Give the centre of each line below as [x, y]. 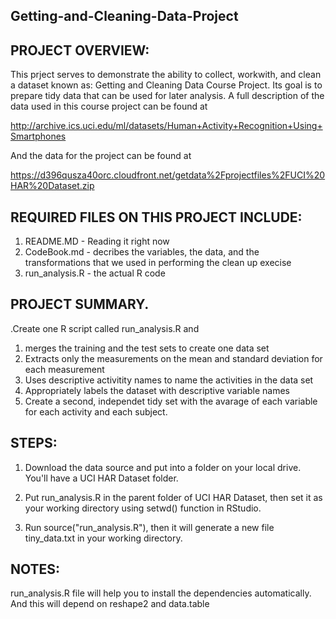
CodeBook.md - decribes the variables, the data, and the [142, 252]
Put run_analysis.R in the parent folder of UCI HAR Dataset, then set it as [173, 497]
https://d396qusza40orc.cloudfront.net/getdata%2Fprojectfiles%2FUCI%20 [168, 175]
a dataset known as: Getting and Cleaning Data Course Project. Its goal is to [166, 85]
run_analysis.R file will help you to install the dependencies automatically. [161, 593]
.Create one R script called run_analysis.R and [105, 328]
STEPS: [34, 443]
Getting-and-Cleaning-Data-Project [124, 16]
